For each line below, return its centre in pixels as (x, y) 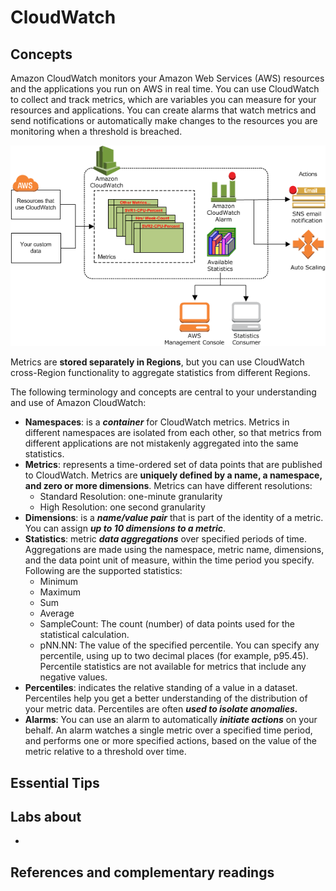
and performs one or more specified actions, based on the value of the (170, 741)
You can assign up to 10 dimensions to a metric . (125, 528)
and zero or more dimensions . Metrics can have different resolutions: (168, 486)
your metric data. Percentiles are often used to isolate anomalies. (161, 709)
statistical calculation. (84, 635)
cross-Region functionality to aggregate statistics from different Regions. (160, 373)
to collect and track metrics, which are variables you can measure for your (163, 99)
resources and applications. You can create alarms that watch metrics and (163, 110)
